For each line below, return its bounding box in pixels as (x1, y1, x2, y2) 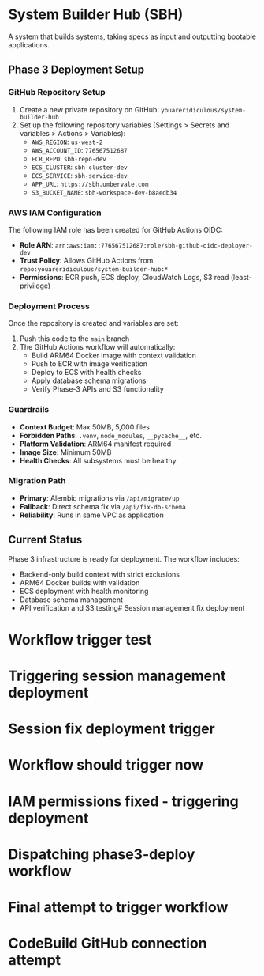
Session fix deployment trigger (8, 720, 215, 738)
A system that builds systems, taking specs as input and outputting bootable (8, 32, 256, 41)
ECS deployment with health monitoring (19, 586, 149, 596)
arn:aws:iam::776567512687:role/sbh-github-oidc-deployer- (54, 241, 254, 250)
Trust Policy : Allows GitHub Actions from (19, 255, 154, 265)
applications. (8, 40, 50, 49)
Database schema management (19, 595, 124, 604)
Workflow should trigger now (8, 756, 203, 774)
